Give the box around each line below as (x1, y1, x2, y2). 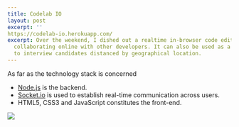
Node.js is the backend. (17, 83, 87, 92)
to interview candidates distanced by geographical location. (14, 50, 202, 57)
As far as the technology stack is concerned (7, 69, 137, 78)
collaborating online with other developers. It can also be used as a (14, 43, 231, 50)
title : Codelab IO (7, 10, 62, 18)
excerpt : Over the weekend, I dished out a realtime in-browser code (7, 37, 218, 44)
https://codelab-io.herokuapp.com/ (7, 30, 113, 38)
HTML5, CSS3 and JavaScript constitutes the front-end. (17, 98, 182, 106)
